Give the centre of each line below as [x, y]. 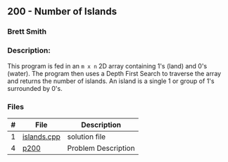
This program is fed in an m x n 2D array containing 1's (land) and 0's [107, 66]
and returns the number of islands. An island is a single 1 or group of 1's [111, 81]
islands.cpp [42, 137]
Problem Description [101, 148]
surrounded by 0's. [35, 88]
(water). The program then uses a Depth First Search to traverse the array [114, 73]
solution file [87, 137]
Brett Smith [27, 32]
